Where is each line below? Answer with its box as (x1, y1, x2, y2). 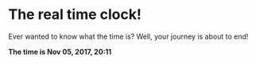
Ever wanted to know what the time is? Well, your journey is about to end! (8, 32, 249, 41)
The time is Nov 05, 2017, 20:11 (8, 47, 112, 56)
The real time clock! (8, 6, 142, 24)
